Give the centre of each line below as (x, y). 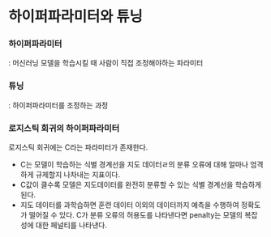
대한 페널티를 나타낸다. (71, 225)
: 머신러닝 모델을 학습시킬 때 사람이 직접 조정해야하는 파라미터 (106, 63)
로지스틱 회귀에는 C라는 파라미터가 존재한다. (78, 147)
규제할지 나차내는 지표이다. (77, 175)
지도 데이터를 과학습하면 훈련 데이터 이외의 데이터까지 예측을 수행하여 (129, 205)
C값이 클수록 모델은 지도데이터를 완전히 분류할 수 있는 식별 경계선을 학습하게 (141, 185)
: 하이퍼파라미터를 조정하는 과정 (58, 105)
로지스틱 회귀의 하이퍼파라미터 (64, 128)
